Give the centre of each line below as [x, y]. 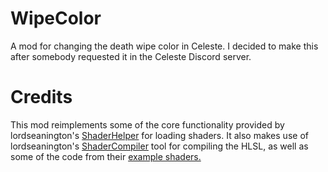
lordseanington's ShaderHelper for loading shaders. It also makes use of [159, 135]
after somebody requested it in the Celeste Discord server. [131, 56]
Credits [41, 97]
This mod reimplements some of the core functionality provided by [147, 124]
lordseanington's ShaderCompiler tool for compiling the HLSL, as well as [159, 146]
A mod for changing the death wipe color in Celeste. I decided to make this [164, 46]
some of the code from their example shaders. [106, 156]
